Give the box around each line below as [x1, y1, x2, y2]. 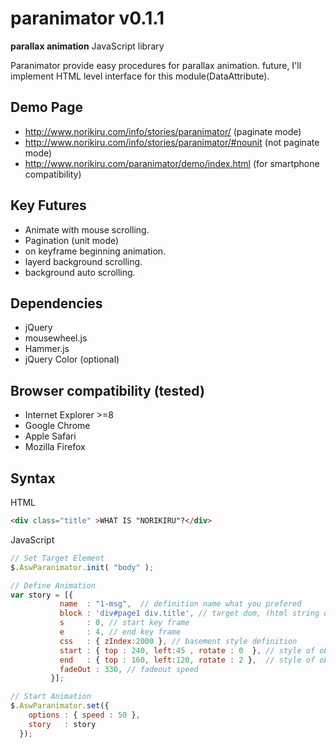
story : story [28, 719, 97, 729]
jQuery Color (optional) [24, 353, 120, 366]
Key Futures [10, 197, 87, 214]
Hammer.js [24, 343, 70, 355]
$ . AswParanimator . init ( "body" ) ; [10, 562, 155, 572]
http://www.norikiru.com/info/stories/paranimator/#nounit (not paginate [24, 136, 320, 148]
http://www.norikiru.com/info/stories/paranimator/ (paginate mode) [24, 125, 302, 137]
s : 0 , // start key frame [59, 618, 190, 628]
